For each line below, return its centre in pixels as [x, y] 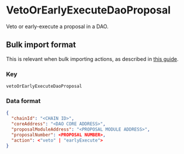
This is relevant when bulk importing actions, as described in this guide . [92, 59]
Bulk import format [41, 45]
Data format [23, 101]
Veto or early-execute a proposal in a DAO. [58, 26]
